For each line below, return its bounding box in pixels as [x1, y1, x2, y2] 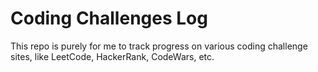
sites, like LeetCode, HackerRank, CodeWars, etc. [10, 50, 215, 62]
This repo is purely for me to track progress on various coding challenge [10, 40, 308, 52]
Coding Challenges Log [10, 7, 208, 30]
